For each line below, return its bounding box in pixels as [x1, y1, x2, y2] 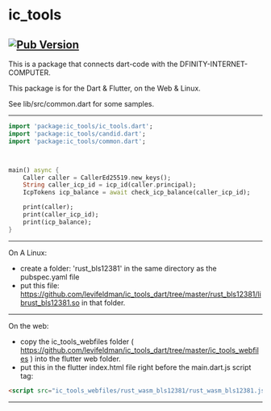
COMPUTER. [8, 68, 51, 78]
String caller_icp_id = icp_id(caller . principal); [23, 181, 197, 189]
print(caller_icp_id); [23, 211, 99, 219]
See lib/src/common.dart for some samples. [8, 99, 155, 108]
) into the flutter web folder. [30, 354, 121, 363]
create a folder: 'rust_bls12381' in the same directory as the [19, 263, 217, 273]
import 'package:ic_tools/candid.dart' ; [8, 129, 147, 138]
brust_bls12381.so [19, 297, 81, 308]
